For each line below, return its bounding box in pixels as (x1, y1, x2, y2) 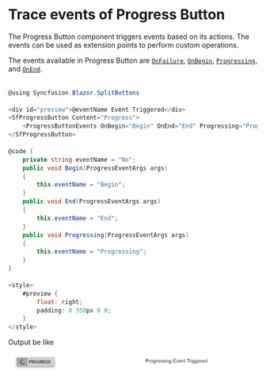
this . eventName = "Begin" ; (36, 181, 126, 189)
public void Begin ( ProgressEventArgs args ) (22, 164, 169, 172)
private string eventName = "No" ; (22, 156, 136, 163)
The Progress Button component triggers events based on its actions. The (8, 32, 249, 41)
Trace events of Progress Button (8, 6, 226, 24)
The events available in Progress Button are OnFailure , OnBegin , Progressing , (8, 56, 257, 65)
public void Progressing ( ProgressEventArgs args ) (22, 231, 190, 239)
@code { (8, 147, 34, 156)
